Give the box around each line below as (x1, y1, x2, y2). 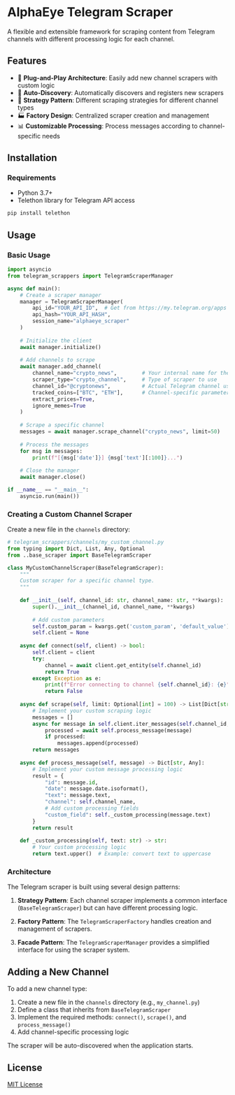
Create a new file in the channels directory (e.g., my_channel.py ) (17, 998, 201, 1007)
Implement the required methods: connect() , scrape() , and (17, 1013, 187, 1022)
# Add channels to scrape (20, 357, 96, 364)
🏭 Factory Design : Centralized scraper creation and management (17, 111, 210, 120)
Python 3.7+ (17, 189, 53, 197)
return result (32, 824, 73, 831)
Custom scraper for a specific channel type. (20, 578, 155, 585)
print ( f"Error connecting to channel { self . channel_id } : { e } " (44, 681, 230, 689)
